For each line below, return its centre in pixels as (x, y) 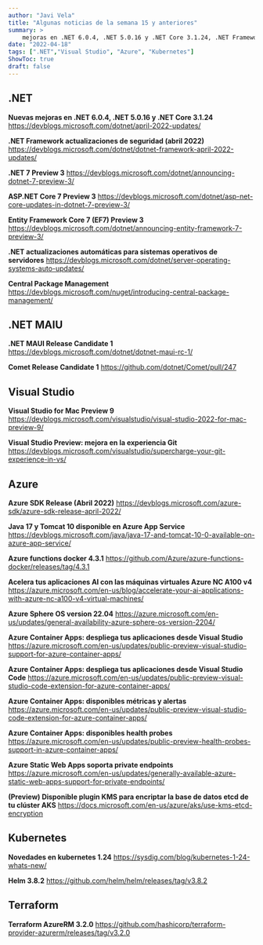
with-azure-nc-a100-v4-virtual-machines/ (76, 598)
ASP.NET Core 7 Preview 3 (52, 196)
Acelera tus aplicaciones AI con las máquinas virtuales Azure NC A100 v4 (130, 582)
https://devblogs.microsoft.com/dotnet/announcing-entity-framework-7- (125, 228)
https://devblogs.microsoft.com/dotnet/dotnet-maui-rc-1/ (101, 352)
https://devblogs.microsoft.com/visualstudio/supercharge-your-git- (117, 451)
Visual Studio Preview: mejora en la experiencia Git (93, 443)
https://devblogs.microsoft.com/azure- (179, 503)
